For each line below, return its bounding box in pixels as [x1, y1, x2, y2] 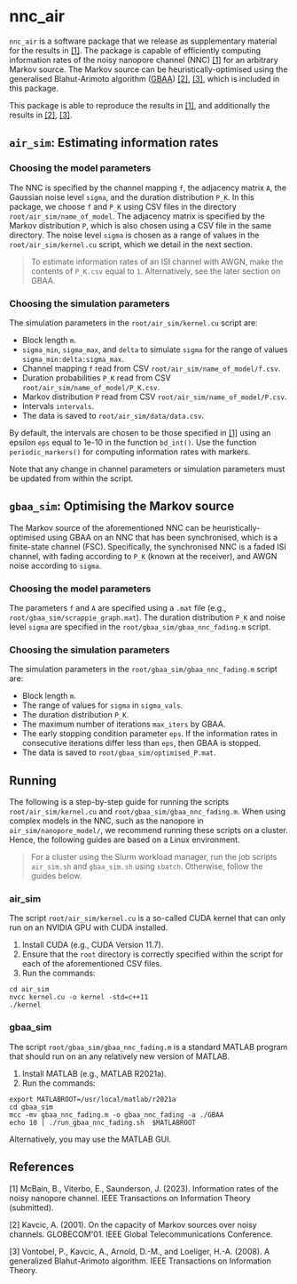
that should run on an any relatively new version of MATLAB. [9, 1051, 231, 1062]
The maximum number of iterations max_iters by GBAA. [21, 718, 226, 730]
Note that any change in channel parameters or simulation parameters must [9, 463, 285, 474]
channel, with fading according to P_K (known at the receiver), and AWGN [9, 550, 277, 561]
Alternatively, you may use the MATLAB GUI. [9, 1134, 172, 1144]
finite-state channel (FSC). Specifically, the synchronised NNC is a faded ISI [9, 541, 286, 552]
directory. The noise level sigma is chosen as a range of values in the [9, 229, 260, 240]
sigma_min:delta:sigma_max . [21, 353, 124, 364]
